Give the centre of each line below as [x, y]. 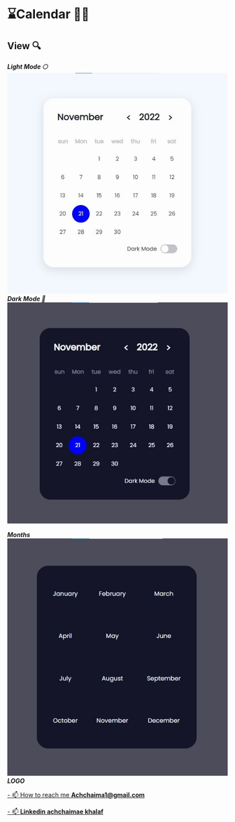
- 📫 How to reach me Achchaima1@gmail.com [76, 795]
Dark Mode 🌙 [27, 299]
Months [19, 535]
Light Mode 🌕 [27, 67]
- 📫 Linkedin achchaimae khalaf [55, 811]
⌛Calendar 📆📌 [48, 14]
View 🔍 [24, 46]
